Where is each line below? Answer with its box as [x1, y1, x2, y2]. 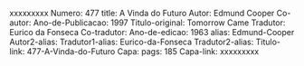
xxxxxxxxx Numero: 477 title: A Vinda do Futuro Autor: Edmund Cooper [9, 8, 275, 18]
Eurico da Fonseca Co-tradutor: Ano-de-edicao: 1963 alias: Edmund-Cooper [9, 27, 295, 37]
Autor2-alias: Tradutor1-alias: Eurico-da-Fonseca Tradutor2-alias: [9, 36, 254, 47]
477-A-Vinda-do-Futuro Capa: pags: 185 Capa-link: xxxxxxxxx [26, 46, 260, 57]
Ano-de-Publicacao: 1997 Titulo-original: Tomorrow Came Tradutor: [33, 17, 286, 28]
